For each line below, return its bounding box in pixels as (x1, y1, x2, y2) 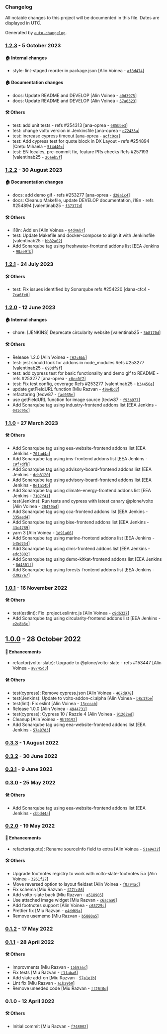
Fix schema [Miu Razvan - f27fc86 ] (12, 886, 84, 892)
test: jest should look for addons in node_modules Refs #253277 (12, 359, 145, 365)
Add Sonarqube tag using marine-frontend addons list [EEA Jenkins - (12, 535, 155, 541)
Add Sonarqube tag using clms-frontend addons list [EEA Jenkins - (12, 545, 151, 551)
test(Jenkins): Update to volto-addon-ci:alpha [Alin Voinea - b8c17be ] (12, 695, 154, 701)
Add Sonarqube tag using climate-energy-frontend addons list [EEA (12, 487, 151, 493)
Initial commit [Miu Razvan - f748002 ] (12, 1024, 88, 1030)
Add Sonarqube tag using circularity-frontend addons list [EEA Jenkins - (12, 615, 161, 621)
